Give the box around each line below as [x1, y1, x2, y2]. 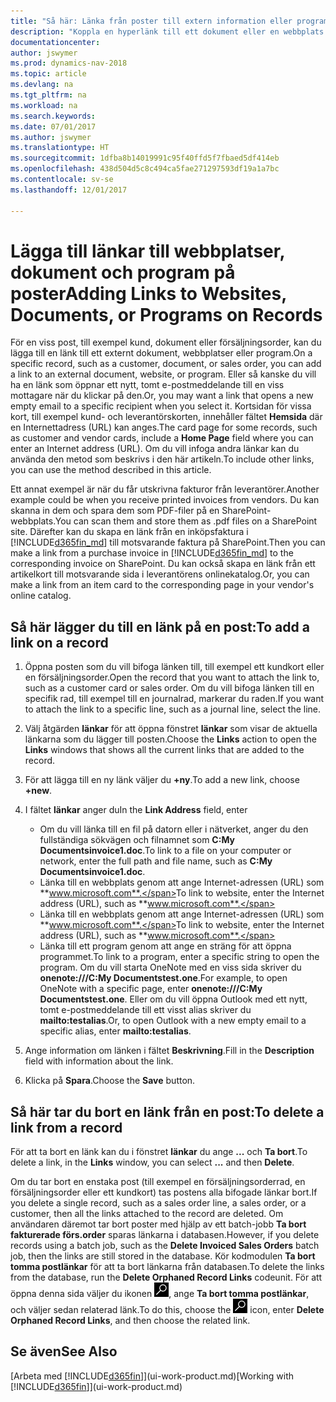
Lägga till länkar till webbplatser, [10, 240, 285, 262]
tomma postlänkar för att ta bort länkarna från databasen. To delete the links [10, 1261, 325, 1273]
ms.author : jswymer [10, 132, 92, 142]
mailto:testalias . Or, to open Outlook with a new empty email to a [39, 1015, 307, 1027]
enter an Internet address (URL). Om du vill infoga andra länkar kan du [10, 443, 300, 455]
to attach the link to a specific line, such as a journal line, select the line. [24, 703, 322, 715]
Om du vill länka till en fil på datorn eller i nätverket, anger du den [39, 823, 309, 835]
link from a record [10, 1119, 123, 1136]
